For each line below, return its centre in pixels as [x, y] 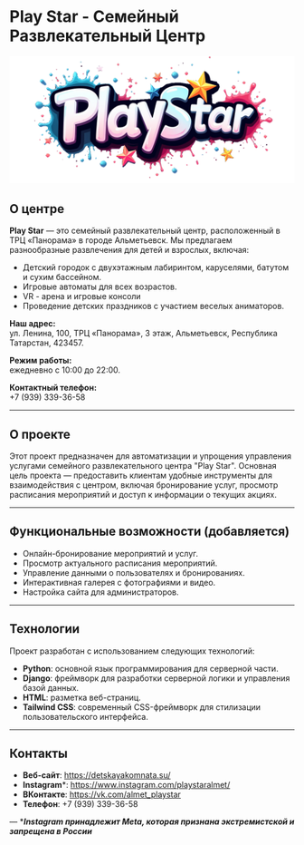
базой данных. [51, 687]
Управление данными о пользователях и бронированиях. [134, 572]
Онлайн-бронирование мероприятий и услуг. [110, 553]
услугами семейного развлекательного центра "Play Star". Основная [143, 466]
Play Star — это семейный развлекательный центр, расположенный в [145, 231]
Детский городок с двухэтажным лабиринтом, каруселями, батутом [156, 267]
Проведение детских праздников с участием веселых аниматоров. [153, 306]
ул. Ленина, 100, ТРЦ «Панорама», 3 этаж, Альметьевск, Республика [143, 334]
